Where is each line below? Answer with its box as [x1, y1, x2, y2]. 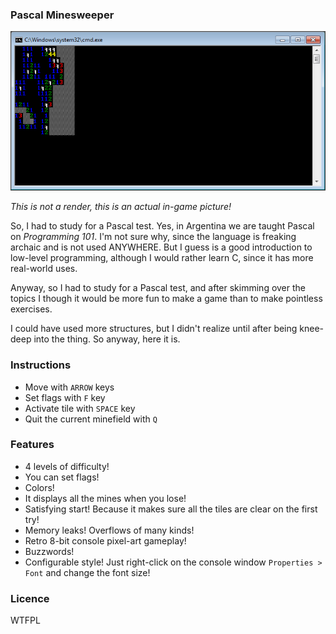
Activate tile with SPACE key [24, 402, 136, 414]
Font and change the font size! [24, 566, 151, 578]
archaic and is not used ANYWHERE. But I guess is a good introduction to [10, 241, 313, 253]
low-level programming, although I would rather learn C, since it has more [10, 252, 314, 264]
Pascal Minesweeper [10, 8, 115, 22]
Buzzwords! [24, 545, 75, 557]
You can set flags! [24, 471, 100, 483]
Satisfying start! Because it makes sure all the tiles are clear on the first [24, 503, 318, 515]
